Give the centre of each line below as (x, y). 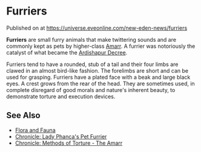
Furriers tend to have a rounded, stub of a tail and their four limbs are (92, 64)
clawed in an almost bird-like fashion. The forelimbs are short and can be (97, 70)
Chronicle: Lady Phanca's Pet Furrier (61, 136)
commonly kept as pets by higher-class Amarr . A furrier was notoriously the (101, 46)
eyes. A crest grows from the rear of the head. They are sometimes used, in (100, 84)
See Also (23, 115)
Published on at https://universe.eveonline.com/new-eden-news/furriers (97, 28)
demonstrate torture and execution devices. (61, 96)
